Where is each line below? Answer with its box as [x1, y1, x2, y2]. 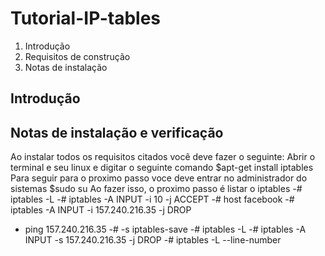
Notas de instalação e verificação [10, 124, 224, 141]
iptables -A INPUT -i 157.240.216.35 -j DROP [10, 204, 192, 216]
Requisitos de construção [24, 50, 131, 62]
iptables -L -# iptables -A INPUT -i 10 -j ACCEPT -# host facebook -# [10, 193, 295, 206]
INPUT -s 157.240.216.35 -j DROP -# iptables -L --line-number [24, 234, 282, 246]
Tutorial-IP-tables [10, 7, 162, 30]
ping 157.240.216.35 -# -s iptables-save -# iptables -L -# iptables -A [24, 223, 307, 236]
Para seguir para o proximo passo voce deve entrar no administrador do [10, 172, 308, 184]
